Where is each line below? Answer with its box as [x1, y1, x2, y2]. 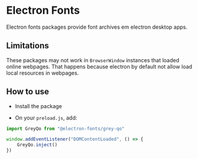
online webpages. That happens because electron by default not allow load [6, 63, 193, 70]
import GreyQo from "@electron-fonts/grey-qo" [6, 126, 125, 132]
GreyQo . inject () [17, 142, 58, 148]
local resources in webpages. [6, 69, 79, 77]
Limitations [6, 41, 49, 51]
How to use [6, 87, 49, 97]
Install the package [14, 102, 62, 109]
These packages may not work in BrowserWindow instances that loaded [6, 56, 180, 63]
